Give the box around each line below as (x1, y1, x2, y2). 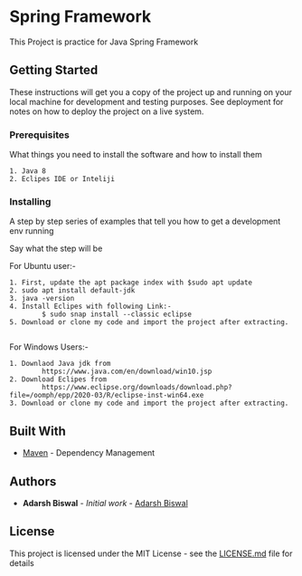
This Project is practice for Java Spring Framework (9, 36, 199, 47)
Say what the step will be (9, 243, 103, 254)
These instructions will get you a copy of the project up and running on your (9, 86, 292, 97)
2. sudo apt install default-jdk (9, 286, 136, 295)
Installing (9, 195, 52, 207)
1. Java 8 (9, 167, 47, 176)
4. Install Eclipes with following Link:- (9, 302, 172, 312)
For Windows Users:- (9, 341, 89, 352)
